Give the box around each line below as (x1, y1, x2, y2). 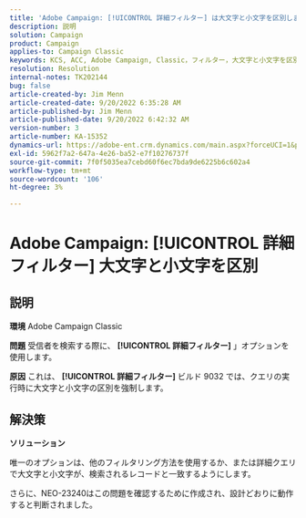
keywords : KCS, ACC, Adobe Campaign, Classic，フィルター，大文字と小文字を (9, 56, 287, 65)
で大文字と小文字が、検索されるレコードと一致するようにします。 (9, 468, 257, 479)
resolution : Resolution (9, 65, 100, 74)
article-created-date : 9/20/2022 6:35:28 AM (9, 98, 181, 108)
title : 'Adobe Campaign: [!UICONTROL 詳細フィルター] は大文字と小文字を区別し (9, 13, 293, 23)
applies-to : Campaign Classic (9, 47, 125, 57)
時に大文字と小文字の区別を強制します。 (16, 382, 168, 393)
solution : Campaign (9, 30, 84, 39)
